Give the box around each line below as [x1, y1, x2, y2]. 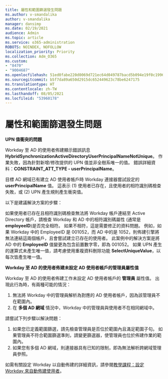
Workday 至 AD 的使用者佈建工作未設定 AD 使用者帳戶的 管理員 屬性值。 [5, 275, 154, 281]
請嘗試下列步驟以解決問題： [5, 315, 62, 321]
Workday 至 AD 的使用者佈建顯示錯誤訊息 [5, 147, 91, 153]
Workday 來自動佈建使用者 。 [5, 368, 64, 374]
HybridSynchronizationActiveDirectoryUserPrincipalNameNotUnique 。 [5, 153, 157, 159]
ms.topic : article [5, 36, 43, 41]
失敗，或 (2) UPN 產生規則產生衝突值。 [5, 189, 86, 195]
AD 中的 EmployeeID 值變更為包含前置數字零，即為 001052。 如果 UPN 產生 [5, 241, 162, 248]
